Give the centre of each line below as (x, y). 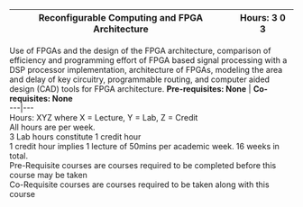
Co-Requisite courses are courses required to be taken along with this (139, 184)
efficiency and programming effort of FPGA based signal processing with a (148, 60)
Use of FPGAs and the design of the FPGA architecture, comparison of (140, 50)
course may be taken (49, 175)
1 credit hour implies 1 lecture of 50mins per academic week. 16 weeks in (144, 146)
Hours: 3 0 (263, 18)
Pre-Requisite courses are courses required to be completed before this (143, 165)
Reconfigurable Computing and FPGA (121, 18)
